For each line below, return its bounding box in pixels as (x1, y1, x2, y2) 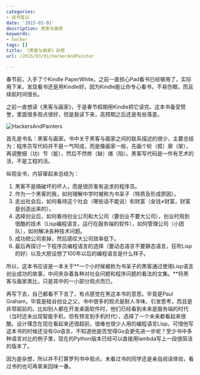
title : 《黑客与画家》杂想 (6, 48, 65, 54)
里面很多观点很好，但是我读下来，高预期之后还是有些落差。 (16, 110, 162, 118)
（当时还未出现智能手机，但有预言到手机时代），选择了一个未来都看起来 (6, 312, 181, 319)
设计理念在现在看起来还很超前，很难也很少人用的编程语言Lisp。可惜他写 (16, 320, 194, 327)
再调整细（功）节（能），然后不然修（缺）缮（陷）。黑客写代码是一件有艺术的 (6, 150, 194, 157)
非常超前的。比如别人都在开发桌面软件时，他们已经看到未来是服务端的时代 (6, 305, 189, 312)
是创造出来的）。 (14, 205, 55, 212)
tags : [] (6, 42, 28, 48)
